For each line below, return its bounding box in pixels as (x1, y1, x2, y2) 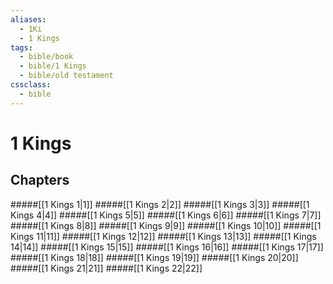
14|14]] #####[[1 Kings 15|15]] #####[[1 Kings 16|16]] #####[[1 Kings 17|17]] (10, 241, 324, 253)
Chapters (10, 172, 70, 189)
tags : (10, 42, 33, 53)
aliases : (10, 14, 47, 25)
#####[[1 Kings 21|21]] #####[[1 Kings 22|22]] (10, 262, 203, 274)
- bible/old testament (19, 71, 114, 81)
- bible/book (19, 52, 74, 62)
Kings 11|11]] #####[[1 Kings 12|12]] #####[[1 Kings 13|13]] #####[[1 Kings (10, 230, 317, 242)
